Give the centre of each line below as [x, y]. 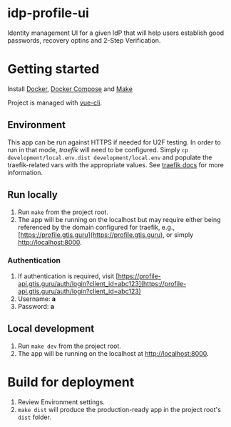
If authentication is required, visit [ [68, 276]
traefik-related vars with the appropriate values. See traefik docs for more [116, 164]
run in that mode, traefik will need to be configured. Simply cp [98, 149]
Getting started [53, 69]
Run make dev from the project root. [69, 346]
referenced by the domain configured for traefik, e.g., [96, 227]
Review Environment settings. [61, 402]
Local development [51, 329]
